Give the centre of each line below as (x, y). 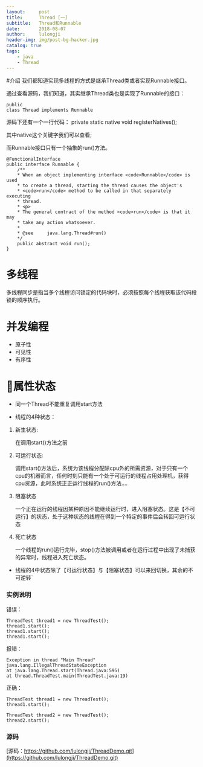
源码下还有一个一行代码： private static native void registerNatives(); (92, 122)
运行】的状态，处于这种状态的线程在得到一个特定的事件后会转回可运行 (102, 516)
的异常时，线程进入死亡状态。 (52, 557)
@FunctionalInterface (34, 159)
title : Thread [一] (37, 18)
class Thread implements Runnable (50, 110)
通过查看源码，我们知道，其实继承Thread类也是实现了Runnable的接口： (96, 93)
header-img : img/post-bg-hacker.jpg (52, 40)
